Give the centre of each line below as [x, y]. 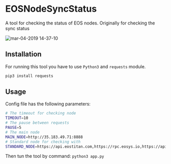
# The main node [22, 132]
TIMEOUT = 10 [17, 118]
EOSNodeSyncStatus [51, 9]
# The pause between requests [37, 123]
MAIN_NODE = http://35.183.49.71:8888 [44, 137]
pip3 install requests [29, 76]
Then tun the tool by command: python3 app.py [55, 156]
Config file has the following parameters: [48, 104]
